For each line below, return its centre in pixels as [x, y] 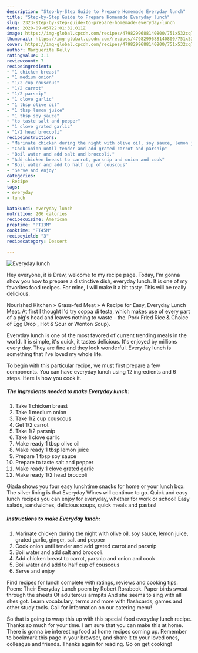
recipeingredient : [29, 66]
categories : [21, 176]
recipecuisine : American [37, 220]
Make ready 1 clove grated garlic [55, 469]
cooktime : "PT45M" [29, 230]
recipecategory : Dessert [37, 241]
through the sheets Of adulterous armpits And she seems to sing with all [94, 595]
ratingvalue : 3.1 [28, 55]
